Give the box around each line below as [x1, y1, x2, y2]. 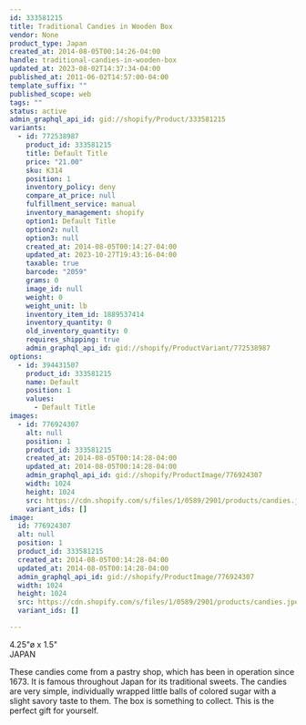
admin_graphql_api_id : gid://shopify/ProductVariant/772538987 [25, 343, 271, 352]
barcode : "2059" [25, 268, 88, 277]
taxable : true [25, 259, 79, 269]
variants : [9, 124, 47, 133]
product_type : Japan [9, 38, 88, 48]
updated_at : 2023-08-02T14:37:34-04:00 [9, 65, 161, 74]
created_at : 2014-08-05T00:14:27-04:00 [25, 242, 178, 251]
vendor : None [9, 30, 59, 39]
